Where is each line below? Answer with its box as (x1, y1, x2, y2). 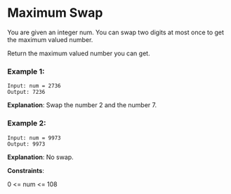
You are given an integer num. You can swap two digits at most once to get (7, 28, 225, 36)
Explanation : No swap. (7, 153, 74, 161)
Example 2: (7, 118, 46, 128)
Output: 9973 (7, 140, 46, 148)
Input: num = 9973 (7, 134, 61, 141)
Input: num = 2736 (7, 83, 61, 90)
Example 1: (7, 67, 45, 76)
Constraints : (7, 166, 44, 174)
